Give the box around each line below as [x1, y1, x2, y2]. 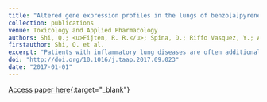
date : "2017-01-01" [8, 63, 73, 71]
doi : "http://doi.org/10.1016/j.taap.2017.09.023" [8, 56, 180, 64]
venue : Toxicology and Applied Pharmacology [8, 26, 158, 34]
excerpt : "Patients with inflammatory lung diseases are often [8, 48, 222, 56]
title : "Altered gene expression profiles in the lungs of [8, 11, 208, 20]
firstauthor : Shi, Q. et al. [8, 41, 105, 49]
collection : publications [8, 19, 94, 27]
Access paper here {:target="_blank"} [8, 85, 130, 94]
